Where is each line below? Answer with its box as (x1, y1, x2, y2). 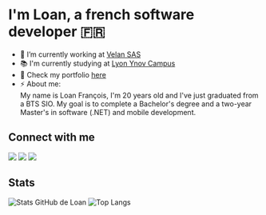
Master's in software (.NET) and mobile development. (19, 107, 197, 117)
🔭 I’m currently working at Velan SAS (19, 50, 141, 59)
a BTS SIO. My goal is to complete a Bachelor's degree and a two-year (19, 98, 252, 109)
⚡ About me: (19, 78, 62, 89)
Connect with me (8, 130, 96, 145)
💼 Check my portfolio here (19, 70, 106, 79)
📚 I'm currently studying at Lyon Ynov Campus (19, 58, 176, 68)
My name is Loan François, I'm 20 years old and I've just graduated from (19, 90, 259, 100)
